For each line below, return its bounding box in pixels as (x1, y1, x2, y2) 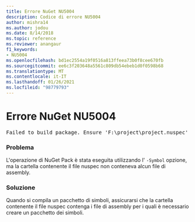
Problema (6, 143, 34, 151)
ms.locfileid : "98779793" (6, 85, 69, 91)
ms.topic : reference (6, 36, 57, 41)
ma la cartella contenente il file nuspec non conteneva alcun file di (6, 163, 166, 170)
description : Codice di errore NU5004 (6, 14, 101, 20)
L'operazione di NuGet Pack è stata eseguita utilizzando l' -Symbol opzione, (6, 157, 187, 164)
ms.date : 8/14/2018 (6, 30, 54, 36)
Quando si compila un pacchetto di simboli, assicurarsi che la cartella (6, 197, 173, 204)
